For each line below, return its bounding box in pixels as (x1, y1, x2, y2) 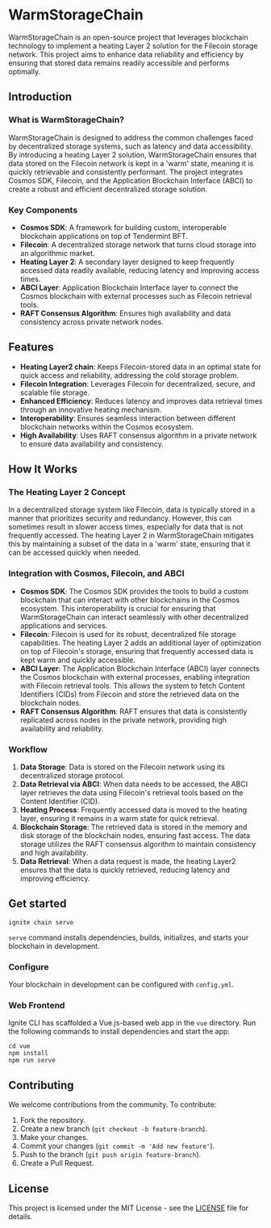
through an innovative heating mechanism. (19, 404, 162, 414)
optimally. (8, 66, 41, 76)
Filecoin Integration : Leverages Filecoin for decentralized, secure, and (19, 379, 256, 388)
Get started (8, 897, 67, 911)
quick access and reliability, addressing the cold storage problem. (19, 370, 240, 380)
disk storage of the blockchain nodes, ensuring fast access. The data (19, 831, 251, 840)
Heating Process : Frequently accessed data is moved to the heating (19, 805, 248, 815)
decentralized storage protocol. (19, 771, 125, 781)
